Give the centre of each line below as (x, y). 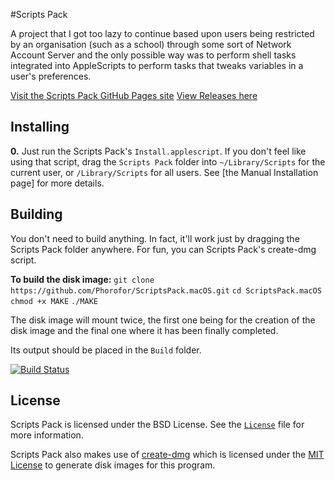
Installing (40, 127)
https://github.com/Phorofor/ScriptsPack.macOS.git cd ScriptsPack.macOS (166, 290)
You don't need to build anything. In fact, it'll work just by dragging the (155, 238)
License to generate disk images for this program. (113, 465)
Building (36, 214)
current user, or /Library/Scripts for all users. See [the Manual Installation (164, 172)
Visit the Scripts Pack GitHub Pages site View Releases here (134, 95)
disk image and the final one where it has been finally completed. (144, 330)
